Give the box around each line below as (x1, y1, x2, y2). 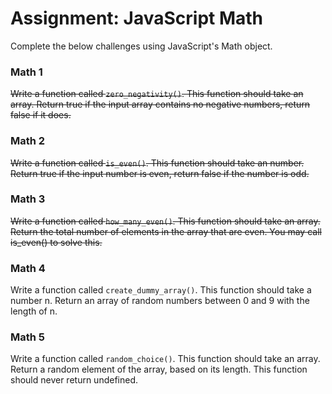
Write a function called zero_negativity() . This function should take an (10, 88, 304, 100)
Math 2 (10, 134, 46, 148)
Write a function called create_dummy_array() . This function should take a (10, 284, 312, 296)
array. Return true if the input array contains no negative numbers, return (10, 98, 311, 111)
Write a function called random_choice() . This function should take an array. (10, 353, 321, 365)
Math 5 (10, 330, 46, 344)
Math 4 (10, 261, 46, 275)
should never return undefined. (10, 374, 139, 386)
